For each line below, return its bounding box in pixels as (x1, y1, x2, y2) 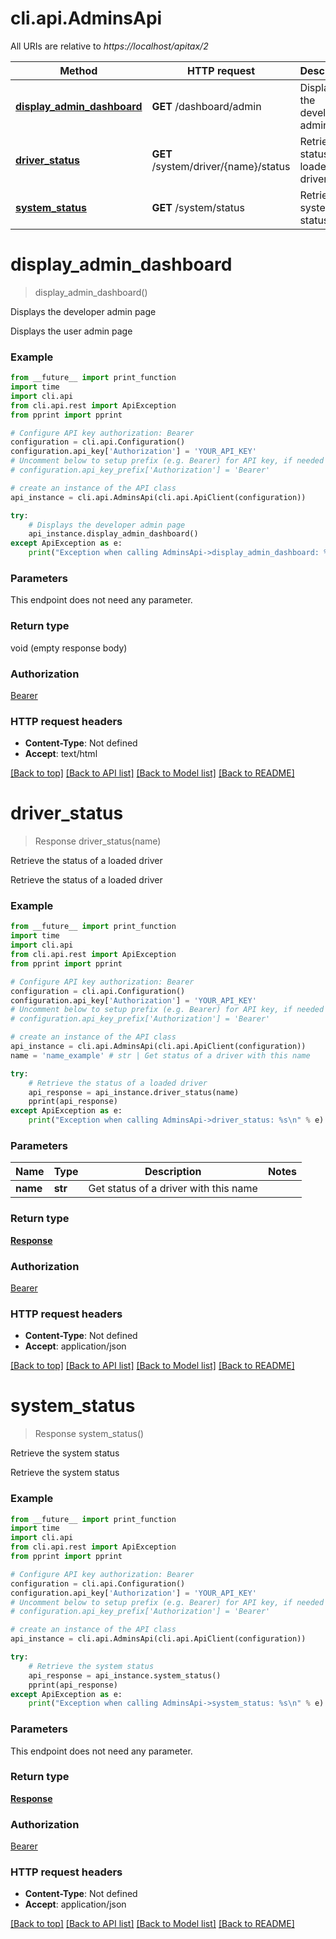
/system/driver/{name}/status (151, 159, 291, 173)
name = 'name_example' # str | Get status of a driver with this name (10, 1050, 311, 1061)
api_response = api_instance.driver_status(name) (28, 1087, 240, 1097)
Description (144, 1165, 202, 1179)
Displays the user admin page (10, 325, 133, 337)
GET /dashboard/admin (151, 99, 262, 113)
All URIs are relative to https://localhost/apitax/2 (10, 40, 209, 52)
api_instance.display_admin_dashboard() (28, 529, 199, 539)
